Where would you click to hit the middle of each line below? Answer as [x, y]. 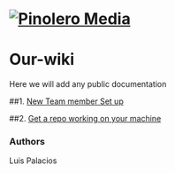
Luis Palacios [33, 161]
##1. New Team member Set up [66, 101]
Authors [27, 142]
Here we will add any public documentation [88, 84]
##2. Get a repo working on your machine [85, 119]
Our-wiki [42, 60]
